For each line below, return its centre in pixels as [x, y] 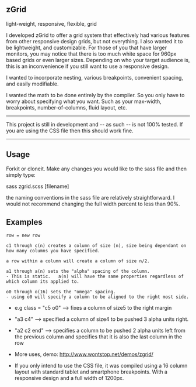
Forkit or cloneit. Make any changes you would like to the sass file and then [97, 169]
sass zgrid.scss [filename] [38, 186]
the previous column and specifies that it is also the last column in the [98, 337]
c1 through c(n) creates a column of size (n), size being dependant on [96, 246]
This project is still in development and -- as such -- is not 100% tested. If [94, 124]
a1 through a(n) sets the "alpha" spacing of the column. [78, 272]
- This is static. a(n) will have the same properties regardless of [95, 277]
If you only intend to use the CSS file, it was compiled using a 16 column [101, 366]
